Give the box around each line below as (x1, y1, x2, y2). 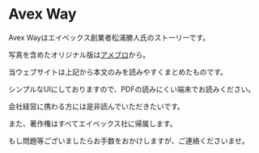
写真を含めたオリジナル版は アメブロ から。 (8, 49, 151, 59)
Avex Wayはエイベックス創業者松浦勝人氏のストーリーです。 (8, 32, 210, 42)
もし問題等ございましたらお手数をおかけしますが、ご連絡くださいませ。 (8, 135, 249, 146)
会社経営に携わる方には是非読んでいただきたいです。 (8, 101, 185, 111)
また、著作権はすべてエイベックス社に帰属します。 (8, 118, 177, 128)
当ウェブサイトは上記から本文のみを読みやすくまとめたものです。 (8, 66, 228, 77)
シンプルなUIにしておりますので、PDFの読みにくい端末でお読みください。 (8, 84, 256, 94)
